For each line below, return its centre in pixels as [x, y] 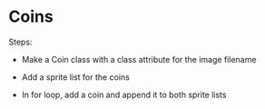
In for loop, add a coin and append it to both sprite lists [124, 94]
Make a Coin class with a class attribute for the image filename [139, 59]
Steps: [20, 42]
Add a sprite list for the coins [76, 77]
